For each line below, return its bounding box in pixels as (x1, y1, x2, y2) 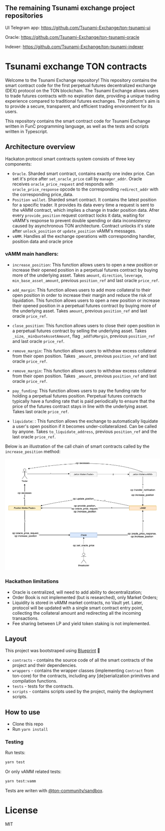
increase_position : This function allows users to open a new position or (12, 261, 158, 267)
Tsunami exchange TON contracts (5, 61, 147, 72)
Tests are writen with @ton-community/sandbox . (5, 788, 104, 794)
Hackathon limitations (5, 578, 59, 585)
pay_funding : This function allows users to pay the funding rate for (12, 388, 146, 394)
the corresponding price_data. (12, 191, 74, 197)
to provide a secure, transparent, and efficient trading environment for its (5, 103, 153, 109)
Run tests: (5, 749, 26, 756)
